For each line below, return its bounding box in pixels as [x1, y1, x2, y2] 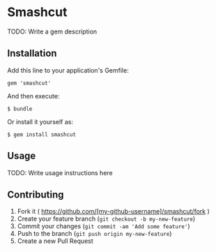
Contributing [7, 188, 64, 200]
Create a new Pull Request [17, 237, 94, 245]
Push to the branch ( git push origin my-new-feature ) [17, 230, 172, 238]
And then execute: [7, 91, 60, 100]
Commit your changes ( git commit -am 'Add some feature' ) [17, 222, 190, 230]
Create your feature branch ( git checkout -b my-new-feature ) [17, 214, 196, 223]
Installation [7, 47, 57, 59]
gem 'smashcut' [7, 80, 52, 87]
